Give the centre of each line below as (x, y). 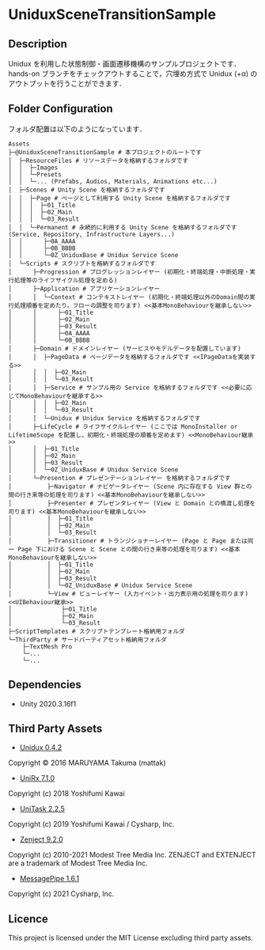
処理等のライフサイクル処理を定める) (66, 280)
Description (38, 44)
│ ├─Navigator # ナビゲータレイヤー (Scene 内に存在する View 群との (130, 486)
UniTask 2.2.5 (42, 809)
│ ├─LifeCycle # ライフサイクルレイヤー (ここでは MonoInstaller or (123, 426)
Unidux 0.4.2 (40, 748)
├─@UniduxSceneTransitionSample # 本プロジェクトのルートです (105, 152)
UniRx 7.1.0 (37, 778)
